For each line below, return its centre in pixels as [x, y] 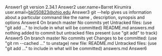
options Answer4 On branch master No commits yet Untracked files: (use [79, 22]
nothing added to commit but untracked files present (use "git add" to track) [81, 33]
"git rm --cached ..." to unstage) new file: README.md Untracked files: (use [81, 43]
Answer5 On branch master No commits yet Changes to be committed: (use [81, 38]
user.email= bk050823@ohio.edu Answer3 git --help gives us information [78, 12]
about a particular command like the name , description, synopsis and [75, 17]
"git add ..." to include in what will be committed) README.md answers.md [80, 28]
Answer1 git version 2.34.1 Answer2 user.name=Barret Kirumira [68, 7]
